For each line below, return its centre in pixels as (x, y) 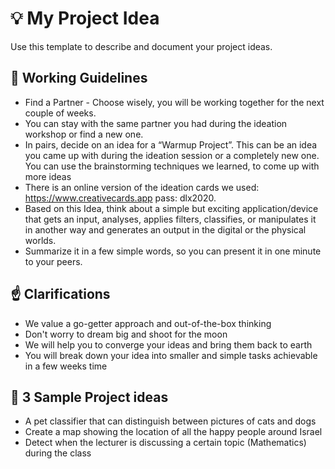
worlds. (40, 240)
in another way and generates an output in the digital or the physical (165, 229)
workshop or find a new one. (84, 134)
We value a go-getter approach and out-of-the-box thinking (148, 323)
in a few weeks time (66, 366)
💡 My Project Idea (85, 18)
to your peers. (53, 261)
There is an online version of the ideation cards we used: (142, 187)
